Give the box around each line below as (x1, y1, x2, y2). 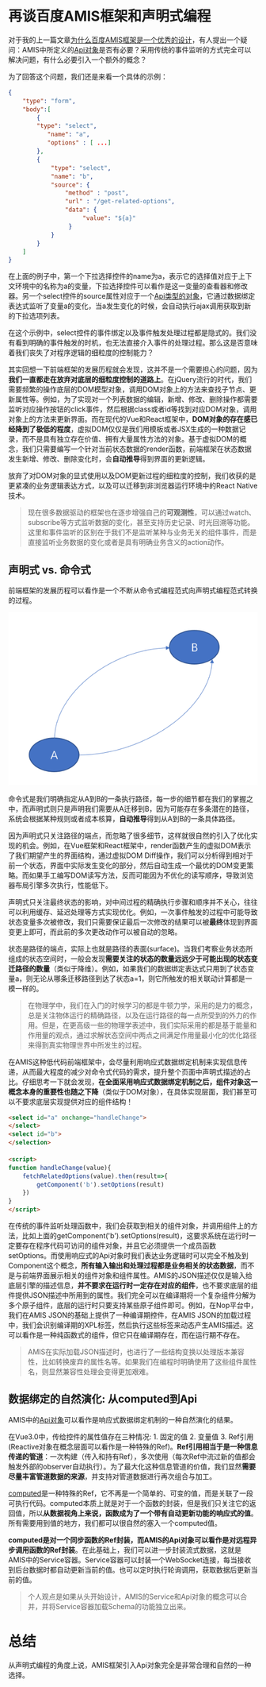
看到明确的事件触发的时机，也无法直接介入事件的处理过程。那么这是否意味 (14, 338, 258, 348)
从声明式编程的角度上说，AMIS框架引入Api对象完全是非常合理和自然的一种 (8, 1660, 252, 1670)
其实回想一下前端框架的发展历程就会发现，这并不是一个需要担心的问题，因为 (8, 365, 258, 374)
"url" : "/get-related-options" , (64, 198, 176, 206)
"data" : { (64, 206, 97, 214)
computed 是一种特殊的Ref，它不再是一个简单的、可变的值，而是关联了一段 (8, 1488, 253, 1498)
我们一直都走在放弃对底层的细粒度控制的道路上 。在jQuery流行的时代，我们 (8, 375, 252, 384)
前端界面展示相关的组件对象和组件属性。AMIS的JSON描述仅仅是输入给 (21, 1271, 253, 1280)
